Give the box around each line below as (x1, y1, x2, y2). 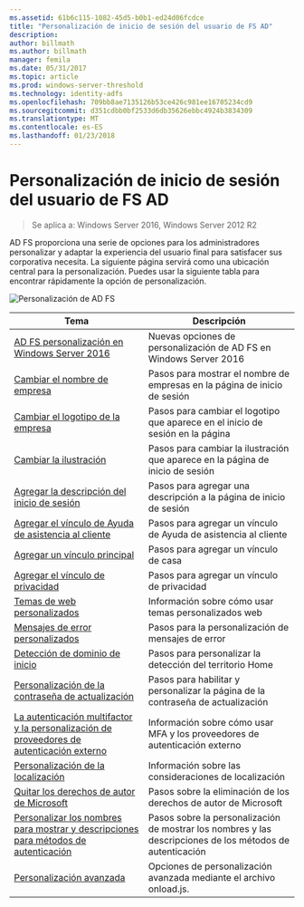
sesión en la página (147, 427, 231, 439)
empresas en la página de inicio (147, 378, 283, 391)
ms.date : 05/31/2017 (9, 64, 88, 73)
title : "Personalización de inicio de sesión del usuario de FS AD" (9, 22, 273, 31)
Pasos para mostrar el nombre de (147, 367, 290, 380)
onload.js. (147, 883, 190, 895)
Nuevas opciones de (147, 330, 236, 343)
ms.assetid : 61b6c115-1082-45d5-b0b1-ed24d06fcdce (9, 13, 204, 23)
